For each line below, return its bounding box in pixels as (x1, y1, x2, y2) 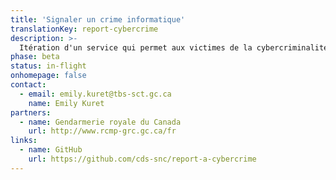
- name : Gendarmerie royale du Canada (19, 117, 182, 127)
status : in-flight (10, 61, 87, 71)
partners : (10, 107, 52, 118)
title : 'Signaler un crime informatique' (10, 14, 186, 25)
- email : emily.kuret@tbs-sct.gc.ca (19, 89, 172, 99)
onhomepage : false (10, 71, 87, 81)
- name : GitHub (19, 145, 83, 155)
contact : (10, 80, 47, 90)
